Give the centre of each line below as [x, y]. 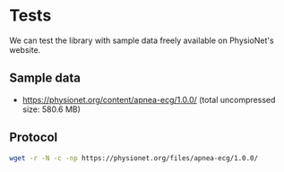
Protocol [34, 138]
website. [25, 49]
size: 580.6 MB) [51, 109]
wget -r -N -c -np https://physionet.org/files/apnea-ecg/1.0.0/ [133, 158]
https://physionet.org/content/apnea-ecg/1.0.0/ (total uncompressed [149, 99]
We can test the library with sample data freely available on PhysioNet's [142, 40]
